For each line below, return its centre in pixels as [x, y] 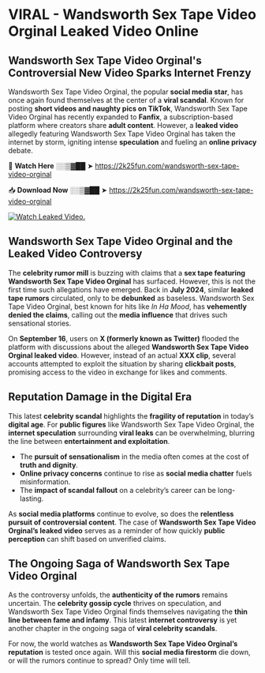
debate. [21, 150]
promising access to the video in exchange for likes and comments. [118, 372]
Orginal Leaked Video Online [104, 31]
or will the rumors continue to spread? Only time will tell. [99, 660]
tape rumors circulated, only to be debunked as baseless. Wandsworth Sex [131, 298]
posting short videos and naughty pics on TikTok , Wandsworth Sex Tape [128, 109]
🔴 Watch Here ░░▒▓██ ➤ [51, 166]
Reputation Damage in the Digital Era [100, 397]
